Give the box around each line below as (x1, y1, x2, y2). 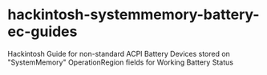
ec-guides (7, 22, 78, 41)
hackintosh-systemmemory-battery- (7, 6, 260, 24)
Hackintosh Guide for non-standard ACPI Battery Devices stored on (7, 49, 230, 58)
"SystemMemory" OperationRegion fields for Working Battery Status (7, 57, 234, 67)
